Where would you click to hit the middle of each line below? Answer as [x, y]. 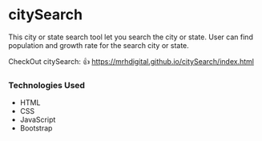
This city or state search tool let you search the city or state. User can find [131, 37]
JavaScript [38, 120]
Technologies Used [47, 85]
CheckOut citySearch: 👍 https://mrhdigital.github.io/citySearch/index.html [131, 61]
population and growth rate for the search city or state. [99, 45]
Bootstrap [36, 128]
